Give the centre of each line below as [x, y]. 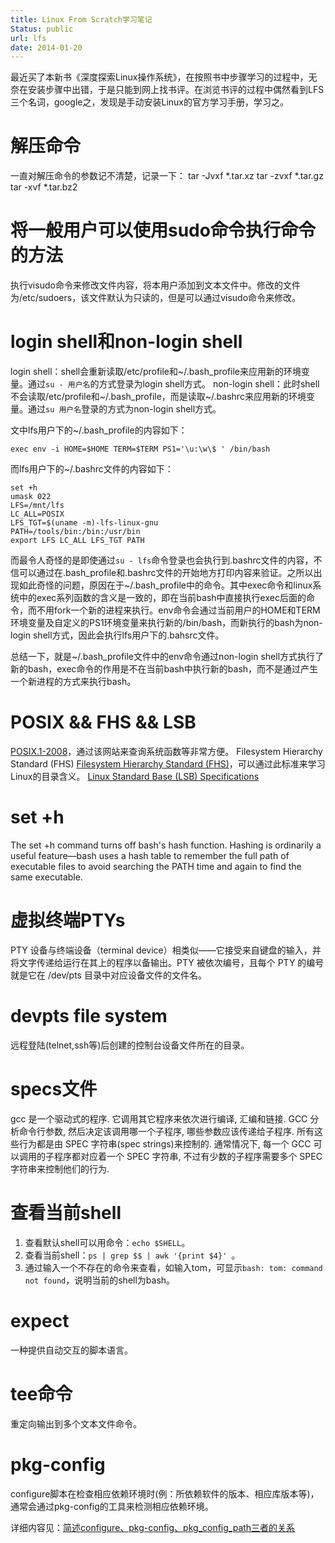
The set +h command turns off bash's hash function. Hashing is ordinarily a [166, 845]
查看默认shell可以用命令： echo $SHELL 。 [107, 1242]
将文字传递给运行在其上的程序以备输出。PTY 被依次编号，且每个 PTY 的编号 [167, 962]
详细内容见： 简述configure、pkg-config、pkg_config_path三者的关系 [153, 1527]
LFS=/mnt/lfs [37, 506]
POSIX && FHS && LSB [103, 722]
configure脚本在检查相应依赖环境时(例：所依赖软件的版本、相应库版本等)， [165, 1493]
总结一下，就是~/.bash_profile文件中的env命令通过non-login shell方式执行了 [167, 657]
